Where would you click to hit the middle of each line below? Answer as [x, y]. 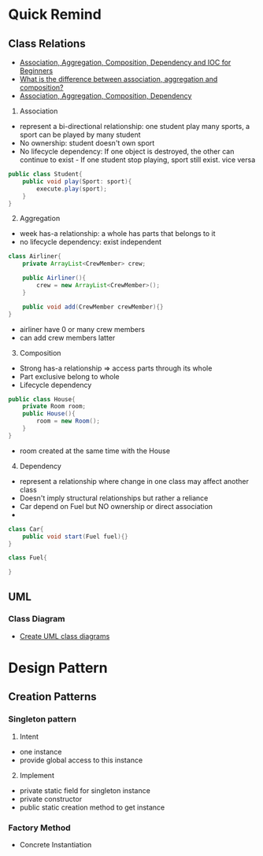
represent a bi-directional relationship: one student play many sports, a [135, 126]
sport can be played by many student [80, 135]
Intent [29, 736]
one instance [41, 751]
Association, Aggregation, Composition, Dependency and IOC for [125, 62]
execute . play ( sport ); [72, 189]
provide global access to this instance [81, 760]
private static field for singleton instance [85, 790]
